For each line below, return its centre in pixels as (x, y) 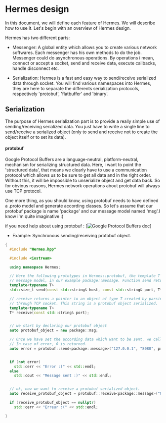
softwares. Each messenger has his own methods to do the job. (77, 53)
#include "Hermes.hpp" (33, 249)
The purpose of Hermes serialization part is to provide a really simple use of (83, 121)
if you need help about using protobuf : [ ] (78, 226)
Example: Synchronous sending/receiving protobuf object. (72, 235)
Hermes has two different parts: (38, 38)
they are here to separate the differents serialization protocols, (76, 88)
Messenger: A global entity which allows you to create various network (84, 47)
